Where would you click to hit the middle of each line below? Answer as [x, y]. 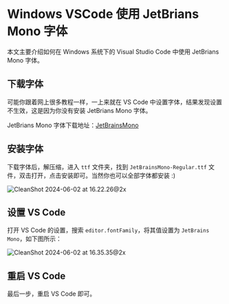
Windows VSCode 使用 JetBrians [103, 14]
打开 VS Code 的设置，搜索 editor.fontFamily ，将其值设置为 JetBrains [108, 230]
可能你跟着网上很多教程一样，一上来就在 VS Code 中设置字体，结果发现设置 [115, 102]
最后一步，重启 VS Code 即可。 [52, 294]
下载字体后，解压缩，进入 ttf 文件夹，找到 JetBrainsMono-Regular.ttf [107, 166]
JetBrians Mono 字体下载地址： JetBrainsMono [73, 125]
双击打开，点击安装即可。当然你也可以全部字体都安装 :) [97, 175]
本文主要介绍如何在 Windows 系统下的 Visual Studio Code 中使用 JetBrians [113, 52]
